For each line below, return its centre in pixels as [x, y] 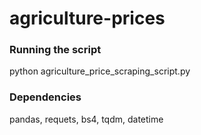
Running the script [55, 50]
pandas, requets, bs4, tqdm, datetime [86, 119]
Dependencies [45, 97]
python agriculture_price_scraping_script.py [100, 71]
